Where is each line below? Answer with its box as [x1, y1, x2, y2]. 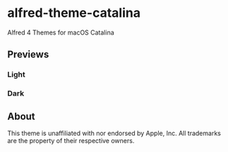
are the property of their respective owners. [7, 136, 135, 145]
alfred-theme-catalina [7, 5, 141, 21]
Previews [7, 49, 49, 61]
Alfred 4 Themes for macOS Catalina [7, 28, 114, 37]
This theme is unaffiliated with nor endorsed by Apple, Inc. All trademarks [7, 129, 221, 137]
